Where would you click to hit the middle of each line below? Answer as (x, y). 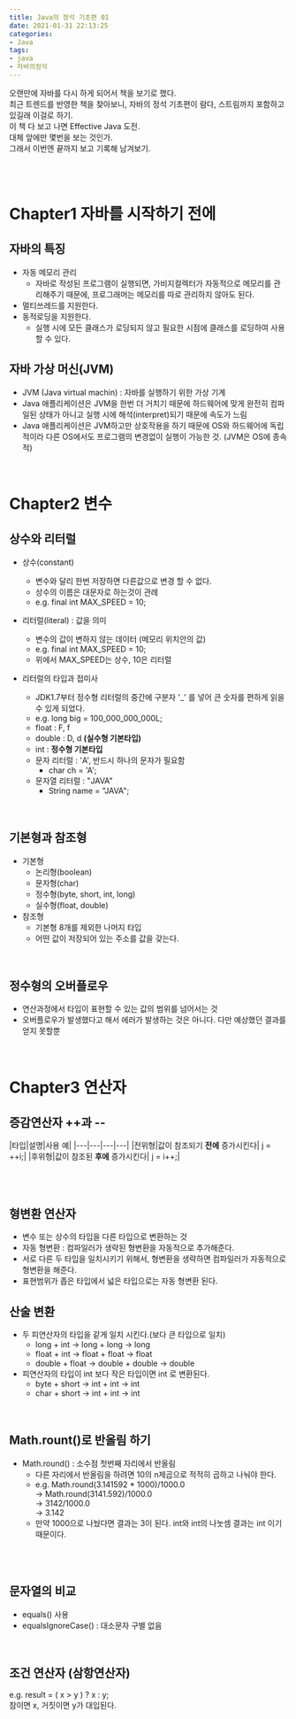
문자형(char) (57, 883)
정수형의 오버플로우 (59, 986)
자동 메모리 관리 (49, 272)
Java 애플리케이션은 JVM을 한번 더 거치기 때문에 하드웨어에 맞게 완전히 (145, 403)
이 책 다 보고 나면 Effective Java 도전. (75, 126)
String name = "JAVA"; (89, 790)
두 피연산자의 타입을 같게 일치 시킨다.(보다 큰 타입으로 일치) (124, 1334)
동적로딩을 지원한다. (56, 316)
